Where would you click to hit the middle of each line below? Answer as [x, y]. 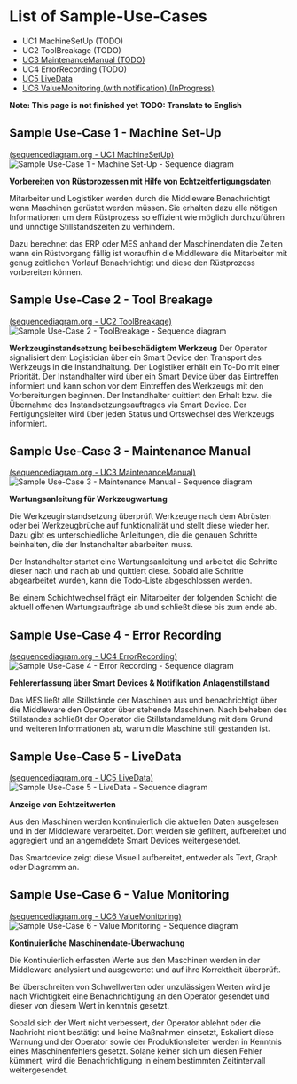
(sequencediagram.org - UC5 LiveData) [81, 778]
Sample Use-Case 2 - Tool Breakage [111, 300]
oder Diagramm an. [44, 867]
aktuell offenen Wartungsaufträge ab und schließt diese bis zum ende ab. [143, 607]
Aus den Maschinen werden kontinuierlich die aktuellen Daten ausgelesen [144, 821]
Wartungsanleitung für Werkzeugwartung [89, 499]
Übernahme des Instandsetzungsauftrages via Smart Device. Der [128, 405]
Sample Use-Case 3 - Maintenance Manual [130, 451]
